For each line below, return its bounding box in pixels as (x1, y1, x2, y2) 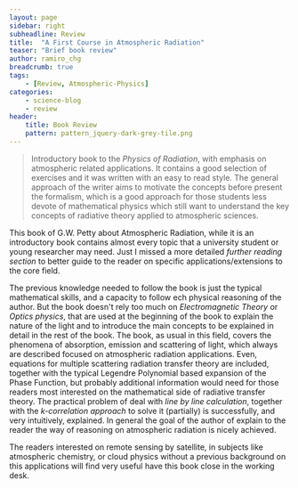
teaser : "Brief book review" (9, 46, 117, 55)
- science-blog (25, 95, 82, 105)
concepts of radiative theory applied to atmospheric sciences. (30, 210, 260, 221)
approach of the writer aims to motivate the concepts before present (30, 182, 283, 192)
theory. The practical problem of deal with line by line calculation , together (9, 395, 283, 406)
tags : (9, 71, 29, 80)
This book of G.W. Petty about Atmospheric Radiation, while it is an (9, 227, 254, 238)
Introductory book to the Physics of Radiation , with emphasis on (30, 153, 267, 164)
